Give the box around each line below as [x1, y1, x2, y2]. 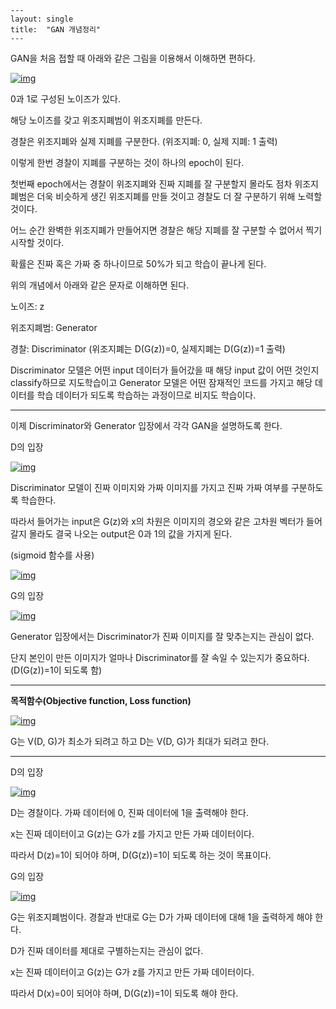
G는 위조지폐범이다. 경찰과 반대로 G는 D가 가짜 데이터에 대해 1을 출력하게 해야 [10, 911, 313, 923]
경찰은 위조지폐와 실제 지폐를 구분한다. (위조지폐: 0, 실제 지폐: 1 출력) [10, 136, 278, 147]
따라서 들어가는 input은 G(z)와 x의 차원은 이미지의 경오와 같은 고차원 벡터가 [10, 516, 305, 527]
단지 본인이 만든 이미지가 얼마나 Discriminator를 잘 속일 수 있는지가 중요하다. [10, 652, 310, 663]
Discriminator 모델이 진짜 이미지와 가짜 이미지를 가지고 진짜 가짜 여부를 [10, 482, 290, 493]
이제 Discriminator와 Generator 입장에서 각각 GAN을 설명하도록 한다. [10, 420, 283, 431]
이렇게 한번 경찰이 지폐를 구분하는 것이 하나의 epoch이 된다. [10, 157, 245, 168]
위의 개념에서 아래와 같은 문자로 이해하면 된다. [10, 279, 190, 291]
